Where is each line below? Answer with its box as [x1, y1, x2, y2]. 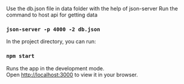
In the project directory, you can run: [6, 38, 96, 45]
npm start [6, 53, 35, 60]
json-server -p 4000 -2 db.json [6, 26, 100, 33]
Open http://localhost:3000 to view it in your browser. [6, 71, 139, 78]
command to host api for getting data [6, 11, 98, 18]
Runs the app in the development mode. [6, 64, 105, 72]
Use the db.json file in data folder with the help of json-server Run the [6, 5, 178, 12]
